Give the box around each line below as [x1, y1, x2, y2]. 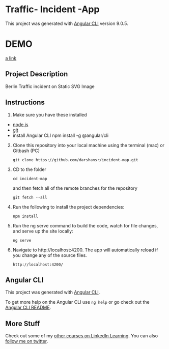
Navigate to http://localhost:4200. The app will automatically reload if [12, 247, 158, 253]
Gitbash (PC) [12, 148, 40, 154]
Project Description [5, 70, 68, 78]
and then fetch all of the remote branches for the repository [12, 185, 137, 191]
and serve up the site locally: [12, 228, 73, 234]
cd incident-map [12, 176, 47, 181]
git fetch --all [12, 195, 47, 200]
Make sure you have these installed [12, 111, 87, 118]
